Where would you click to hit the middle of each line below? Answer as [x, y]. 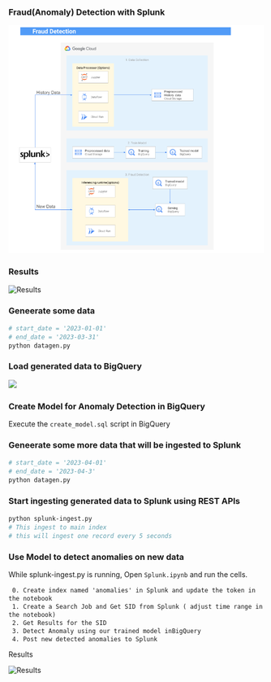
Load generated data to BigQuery [75, 366]
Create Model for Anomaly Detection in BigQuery [107, 406]
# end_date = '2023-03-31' [54, 337]
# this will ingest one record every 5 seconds [90, 536]
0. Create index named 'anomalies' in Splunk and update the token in [133, 591]
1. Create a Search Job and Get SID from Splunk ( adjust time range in [138, 607]
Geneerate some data [52, 310]
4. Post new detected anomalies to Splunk [85, 640]
